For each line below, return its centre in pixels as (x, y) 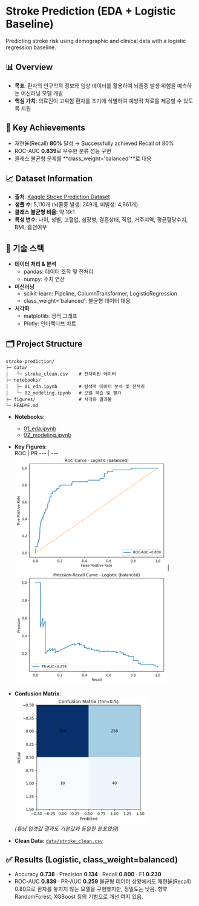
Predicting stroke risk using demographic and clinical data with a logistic (96, 41)
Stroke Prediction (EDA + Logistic (91, 11)
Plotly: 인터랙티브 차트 (50, 323)
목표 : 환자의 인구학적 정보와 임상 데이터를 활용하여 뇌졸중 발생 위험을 (95, 86)
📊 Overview (29, 67)
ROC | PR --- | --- (36, 453)
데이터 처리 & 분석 (35, 264)
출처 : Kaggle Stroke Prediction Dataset (62, 197)
